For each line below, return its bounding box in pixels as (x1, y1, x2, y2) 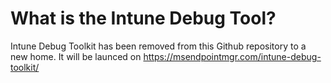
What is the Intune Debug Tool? (10, 7, 277, 30)
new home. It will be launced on (10, 50, 142, 62)
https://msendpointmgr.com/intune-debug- (143, 50, 322, 62)
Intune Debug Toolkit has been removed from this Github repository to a (10, 40, 307, 52)
